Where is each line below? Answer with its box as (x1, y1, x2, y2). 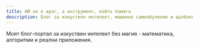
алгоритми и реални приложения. (6, 36, 92, 43)
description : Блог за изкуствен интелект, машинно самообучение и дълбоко (6, 14, 195, 20)
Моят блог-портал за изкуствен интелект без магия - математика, (6, 30, 175, 37)
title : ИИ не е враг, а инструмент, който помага (6, 8, 131, 15)
